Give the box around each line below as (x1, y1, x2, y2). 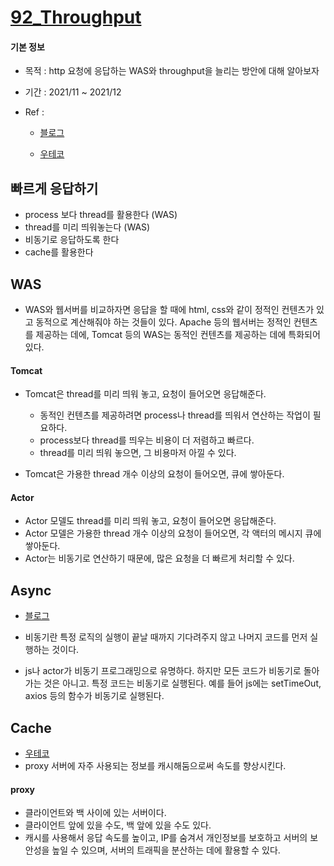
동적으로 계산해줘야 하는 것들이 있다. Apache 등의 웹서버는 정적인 (35, 316, 292, 328)
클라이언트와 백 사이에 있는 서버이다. (24, 807, 167, 819)
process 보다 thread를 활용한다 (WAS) (24, 209, 178, 221)
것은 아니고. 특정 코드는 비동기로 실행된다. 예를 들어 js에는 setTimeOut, (43, 677, 322, 690)
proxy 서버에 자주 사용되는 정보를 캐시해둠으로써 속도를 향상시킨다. (24, 760, 287, 772)
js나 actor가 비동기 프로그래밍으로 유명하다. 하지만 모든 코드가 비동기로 (24, 665, 302, 677)
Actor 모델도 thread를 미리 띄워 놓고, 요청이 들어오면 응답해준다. (24, 515, 277, 527)
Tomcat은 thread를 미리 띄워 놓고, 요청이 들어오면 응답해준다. (24, 388, 267, 400)
